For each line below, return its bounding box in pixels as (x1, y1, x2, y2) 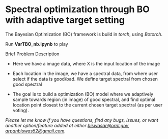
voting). (12, 107, 29, 113)
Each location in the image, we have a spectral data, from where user (12, 70, 158, 77)
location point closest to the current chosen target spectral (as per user (12, 101, 163, 108)
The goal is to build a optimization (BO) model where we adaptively (12, 91, 154, 97)
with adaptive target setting (5, 14, 125, 26)
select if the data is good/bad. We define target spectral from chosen (12, 76, 158, 82)
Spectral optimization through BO (5, 4, 150, 15)
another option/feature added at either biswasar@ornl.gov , (5, 122, 130, 128)
